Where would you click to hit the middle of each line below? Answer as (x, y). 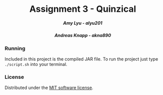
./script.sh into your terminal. (36, 64)
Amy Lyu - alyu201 (83, 23)
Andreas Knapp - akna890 (83, 35)
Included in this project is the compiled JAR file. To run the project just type (81, 59)
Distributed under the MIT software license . (49, 88)
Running (15, 48)
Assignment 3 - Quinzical (83, 9)
